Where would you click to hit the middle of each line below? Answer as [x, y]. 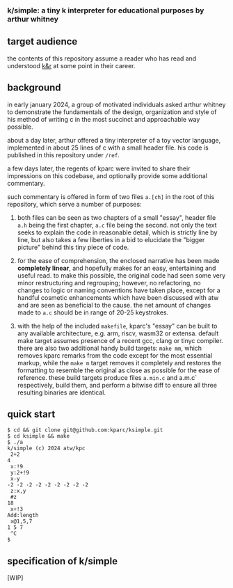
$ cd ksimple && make [39, 436]
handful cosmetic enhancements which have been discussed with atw [118, 297]
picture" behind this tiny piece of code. [73, 247]
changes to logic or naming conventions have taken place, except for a [119, 290]
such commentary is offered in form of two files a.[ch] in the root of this [111, 196]
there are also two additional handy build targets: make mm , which [110, 348]
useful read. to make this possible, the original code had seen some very [121, 275]
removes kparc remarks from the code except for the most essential [115, 355]
